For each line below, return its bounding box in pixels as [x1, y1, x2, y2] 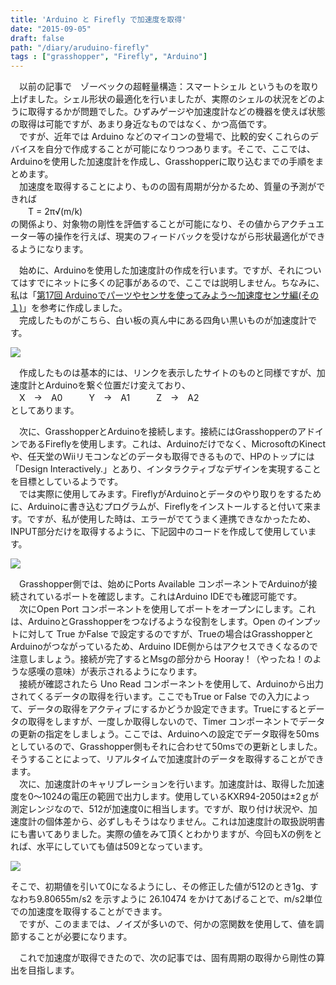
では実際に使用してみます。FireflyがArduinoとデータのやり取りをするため [18, 488, 322, 500]
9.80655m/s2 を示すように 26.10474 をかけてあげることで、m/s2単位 [36, 893, 323, 905]
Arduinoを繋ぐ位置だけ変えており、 [44, 379, 191, 391]
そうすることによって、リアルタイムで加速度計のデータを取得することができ [10, 753, 325, 765]
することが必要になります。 [18, 931, 133, 943]
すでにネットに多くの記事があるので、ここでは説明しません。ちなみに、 [27, 277, 325, 289]
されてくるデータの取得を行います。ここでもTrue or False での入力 [10, 691, 285, 703]
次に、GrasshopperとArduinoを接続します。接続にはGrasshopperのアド [18, 426, 315, 438]
